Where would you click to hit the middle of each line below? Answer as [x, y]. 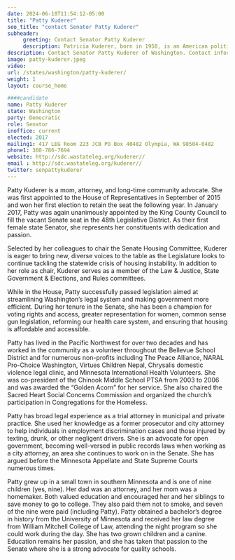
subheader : [23, 33]
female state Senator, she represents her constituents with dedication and [114, 227]
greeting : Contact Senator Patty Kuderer [84, 40]
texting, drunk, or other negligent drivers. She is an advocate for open [108, 438]
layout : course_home [37, 86]
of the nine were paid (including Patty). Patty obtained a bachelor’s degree [115, 511]
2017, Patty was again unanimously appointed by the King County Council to [117, 212]
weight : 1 [22, 79]
